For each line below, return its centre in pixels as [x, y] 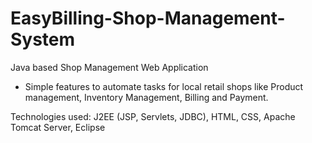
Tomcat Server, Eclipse [58, 127]
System [43, 39]
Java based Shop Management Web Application [109, 67]
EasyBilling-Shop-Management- [148, 18]
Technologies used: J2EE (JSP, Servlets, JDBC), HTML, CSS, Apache [153, 116]
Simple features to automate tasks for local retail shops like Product [164, 86]
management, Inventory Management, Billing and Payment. [146, 97]
